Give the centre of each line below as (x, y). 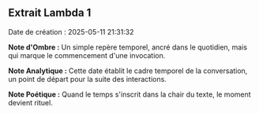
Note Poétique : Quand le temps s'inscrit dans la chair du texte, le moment (129, 94)
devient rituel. (30, 102)
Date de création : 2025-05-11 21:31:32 (71, 31)
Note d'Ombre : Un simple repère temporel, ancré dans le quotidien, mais (128, 47)
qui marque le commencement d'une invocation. (87, 55)
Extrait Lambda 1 (50, 13)
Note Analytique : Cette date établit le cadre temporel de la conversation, (128, 71)
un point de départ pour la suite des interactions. (88, 79)
